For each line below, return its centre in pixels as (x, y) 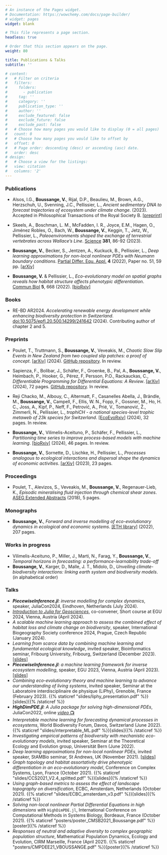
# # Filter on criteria (32, 78)
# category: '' (25, 101)
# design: (15, 157)
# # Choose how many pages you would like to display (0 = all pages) (82, 130)
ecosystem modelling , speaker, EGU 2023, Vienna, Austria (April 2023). (86, 670)
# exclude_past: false (33, 125)
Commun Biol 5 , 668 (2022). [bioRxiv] (51, 287)
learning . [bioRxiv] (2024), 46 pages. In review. (61, 443)
